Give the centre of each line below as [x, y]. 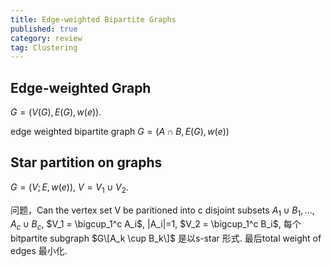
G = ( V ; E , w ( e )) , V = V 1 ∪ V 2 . [69, 188]
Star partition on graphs [86, 162]
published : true [44, 29]
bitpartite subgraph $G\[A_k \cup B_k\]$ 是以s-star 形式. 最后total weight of [166, 238]
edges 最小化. [39, 251]
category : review [46, 38]
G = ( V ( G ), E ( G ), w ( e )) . [56, 112]
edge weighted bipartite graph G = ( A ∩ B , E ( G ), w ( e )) [120, 132]
